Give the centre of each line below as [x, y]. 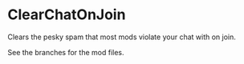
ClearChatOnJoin [67, 15]
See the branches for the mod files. [66, 52]
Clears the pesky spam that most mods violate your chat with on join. [122, 37]
